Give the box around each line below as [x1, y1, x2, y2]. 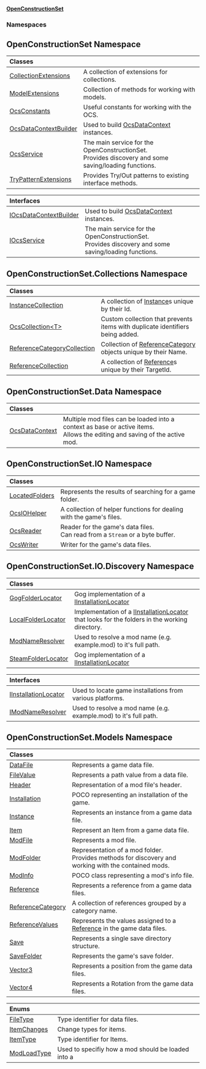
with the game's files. [60, 513, 122, 521]
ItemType [9, 1035, 37, 1044]
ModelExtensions [9, 89, 59, 98]
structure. [71, 942, 100, 950]
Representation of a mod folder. [71, 846, 164, 855]
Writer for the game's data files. [60, 540, 151, 549]
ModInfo [9, 871, 34, 880]
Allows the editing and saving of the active [63, 430, 185, 438]
